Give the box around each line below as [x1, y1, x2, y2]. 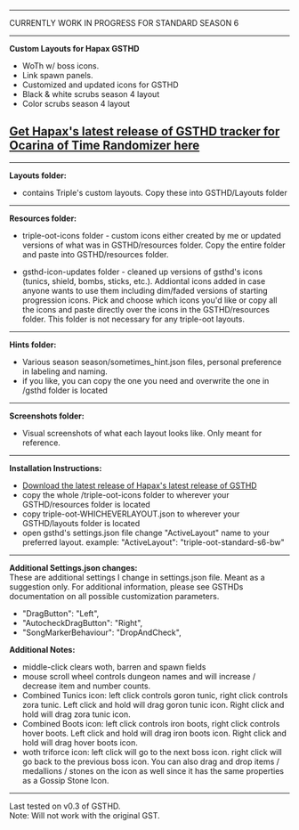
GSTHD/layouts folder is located [21, 517, 141, 528]
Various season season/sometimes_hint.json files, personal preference [21, 356, 282, 367]
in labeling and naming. [21, 366, 109, 377]
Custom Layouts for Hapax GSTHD [9, 44, 140, 53]
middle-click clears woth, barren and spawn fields [21, 661, 206, 672]
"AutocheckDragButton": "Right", [21, 617, 143, 628]
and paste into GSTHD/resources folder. [21, 248, 169, 259]
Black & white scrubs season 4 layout [21, 89, 160, 99]
